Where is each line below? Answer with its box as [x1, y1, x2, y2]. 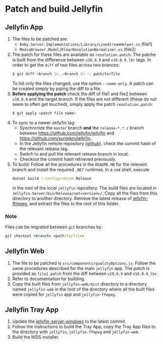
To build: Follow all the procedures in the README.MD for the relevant [12, 161, 147, 167]
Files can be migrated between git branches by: [5, 224, 103, 230]
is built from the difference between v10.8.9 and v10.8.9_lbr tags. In [12, 57, 151, 62]
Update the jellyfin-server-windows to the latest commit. [12, 318, 126, 324]
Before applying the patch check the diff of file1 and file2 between [12, 91, 147, 97]
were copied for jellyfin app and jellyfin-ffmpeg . [12, 291, 116, 297]
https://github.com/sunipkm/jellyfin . [19, 135, 92, 141]
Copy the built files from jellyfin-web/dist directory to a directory [12, 281, 147, 287]
